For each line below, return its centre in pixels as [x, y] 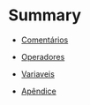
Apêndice [38, 91]
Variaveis [37, 74]
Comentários [45, 40]
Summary [45, 15]
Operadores [43, 56]
